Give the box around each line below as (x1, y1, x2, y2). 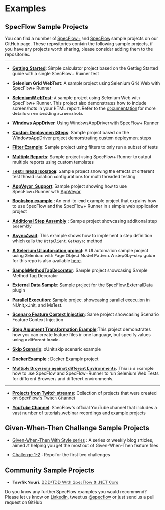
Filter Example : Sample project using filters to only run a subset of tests (12, 144, 158, 150)
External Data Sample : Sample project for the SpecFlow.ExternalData (12, 282, 153, 288)
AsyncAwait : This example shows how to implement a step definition (12, 233, 153, 238)
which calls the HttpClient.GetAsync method (12, 238, 103, 244)
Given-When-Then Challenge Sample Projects (5, 424, 150, 432)
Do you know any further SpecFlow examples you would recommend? (5, 488, 147, 494)
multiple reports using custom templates (12, 159, 94, 165)
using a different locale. (12, 337, 60, 342)
